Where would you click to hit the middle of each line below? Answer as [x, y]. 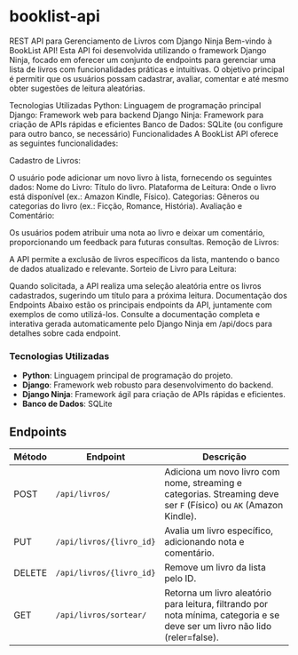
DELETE [30, 573]
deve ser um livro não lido [218, 627]
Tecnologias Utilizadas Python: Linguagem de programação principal [135, 105]
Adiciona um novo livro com [222, 472]
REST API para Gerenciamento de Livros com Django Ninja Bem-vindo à [141, 41]
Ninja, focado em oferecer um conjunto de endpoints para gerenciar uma [143, 60]
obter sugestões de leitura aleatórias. [77, 88]
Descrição [224, 457]
